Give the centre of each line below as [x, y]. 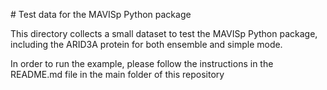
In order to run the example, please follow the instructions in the [142, 63]
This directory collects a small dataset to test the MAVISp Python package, [164, 33]
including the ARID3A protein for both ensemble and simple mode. [146, 44]
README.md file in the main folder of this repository [117, 74]
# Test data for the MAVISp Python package [101, 14]
